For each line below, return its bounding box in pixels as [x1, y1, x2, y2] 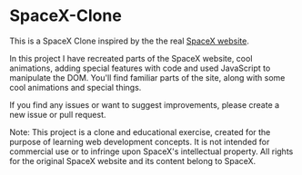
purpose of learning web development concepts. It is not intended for [9, 136, 270, 147]
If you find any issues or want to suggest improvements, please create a [9, 99, 280, 110]
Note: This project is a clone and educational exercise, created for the [9, 126, 271, 137]
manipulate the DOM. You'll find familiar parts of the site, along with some [9, 72, 286, 83]
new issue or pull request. [9, 109, 106, 120]
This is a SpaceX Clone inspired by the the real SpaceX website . [9, 35, 250, 46]
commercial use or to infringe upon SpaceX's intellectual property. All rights [9, 146, 294, 157]
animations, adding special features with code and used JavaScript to [9, 63, 271, 73]
